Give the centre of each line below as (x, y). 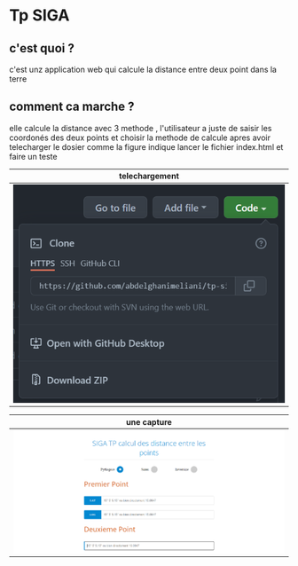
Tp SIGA (39, 16)
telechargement (149, 176)
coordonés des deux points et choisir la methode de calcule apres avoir (140, 138)
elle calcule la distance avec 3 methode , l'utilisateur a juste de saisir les (141, 128)
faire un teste (33, 156)
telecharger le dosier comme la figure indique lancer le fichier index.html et (146, 146)
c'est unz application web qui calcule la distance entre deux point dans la (143, 69)
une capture (149, 421)
